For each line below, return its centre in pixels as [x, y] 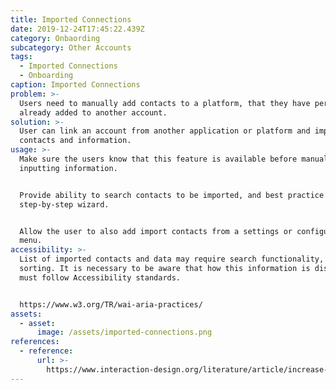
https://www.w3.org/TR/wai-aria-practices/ [111, 304]
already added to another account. [93, 112]
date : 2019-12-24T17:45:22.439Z [77, 29]
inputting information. [68, 168]
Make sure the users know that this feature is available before [158, 159]
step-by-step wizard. [64, 204]
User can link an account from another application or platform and [165, 131]
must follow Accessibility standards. [100, 277]
